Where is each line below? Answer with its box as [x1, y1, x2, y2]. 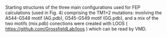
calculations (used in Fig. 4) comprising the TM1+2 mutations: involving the [5, 10, 162, 16]
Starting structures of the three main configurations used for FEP [5, 5, 141, 10]
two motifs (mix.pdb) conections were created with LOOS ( [5, 20, 128, 26]
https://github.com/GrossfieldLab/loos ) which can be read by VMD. [5, 26, 147, 32]
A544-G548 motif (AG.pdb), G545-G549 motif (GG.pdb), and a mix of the [5, 15, 158, 21]
